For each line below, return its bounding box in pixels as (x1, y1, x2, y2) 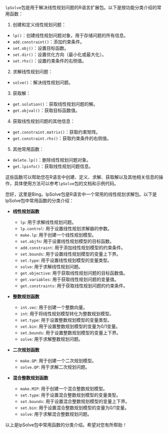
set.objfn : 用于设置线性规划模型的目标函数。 (20, 238, 115, 244)
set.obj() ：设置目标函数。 (12, 45, 69, 51)
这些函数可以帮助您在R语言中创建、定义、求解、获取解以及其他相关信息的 (5, 174, 159, 180)
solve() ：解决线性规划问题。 (12, 79, 73, 85)
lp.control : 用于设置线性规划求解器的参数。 (20, 226, 112, 231)
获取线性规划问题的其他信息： (12, 118, 75, 124)
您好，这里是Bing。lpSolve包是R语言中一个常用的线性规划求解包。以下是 (5, 191, 157, 197)
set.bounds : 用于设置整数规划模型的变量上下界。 (20, 330, 121, 335)
